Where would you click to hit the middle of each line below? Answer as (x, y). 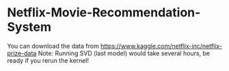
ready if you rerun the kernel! (48, 60)
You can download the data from (53, 46)
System (29, 27)
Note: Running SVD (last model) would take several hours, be (124, 53)
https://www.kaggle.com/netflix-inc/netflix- (161, 46)
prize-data (22, 53)
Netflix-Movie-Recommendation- (104, 13)
